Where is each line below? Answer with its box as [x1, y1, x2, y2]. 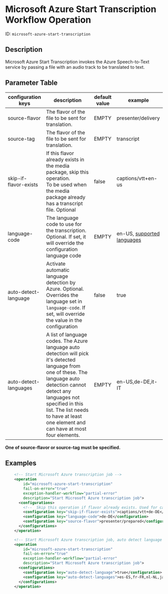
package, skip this [46, 168, 89, 175]
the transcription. [46, 227, 86, 234]
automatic [46, 266, 70, 273]
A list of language [46, 331, 87, 338]
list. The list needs [46, 406, 89, 413]
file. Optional [46, 206, 76, 213]
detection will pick [46, 350, 89, 357]
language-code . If [46, 304, 86, 311]
